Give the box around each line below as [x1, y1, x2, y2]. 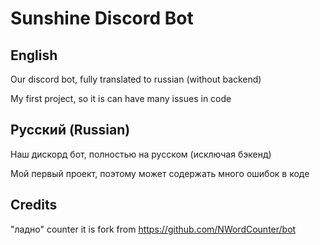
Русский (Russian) [10, 122, 131, 139]
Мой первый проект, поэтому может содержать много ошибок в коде [10, 167, 310, 179]
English [10, 47, 58, 64]
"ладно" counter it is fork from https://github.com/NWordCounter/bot [10, 223, 297, 235]
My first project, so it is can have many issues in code [10, 93, 232, 104]
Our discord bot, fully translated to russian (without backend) [10, 73, 262, 85]
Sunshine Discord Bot [10, 7, 194, 30]
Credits [10, 197, 58, 214]
